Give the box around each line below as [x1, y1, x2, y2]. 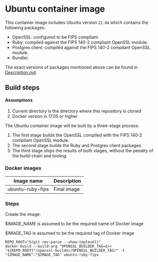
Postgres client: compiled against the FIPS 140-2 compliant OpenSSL [12, 44, 151, 50]
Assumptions [5, 97, 33, 103]
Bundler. [12, 55, 29, 60]
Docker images [5, 165, 41, 171]
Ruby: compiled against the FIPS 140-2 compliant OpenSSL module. [12, 39, 148, 45]
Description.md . [5, 69, 37, 75]
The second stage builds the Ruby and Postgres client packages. [12, 142, 142, 148]
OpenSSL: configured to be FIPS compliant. [12, 34, 100, 40]
